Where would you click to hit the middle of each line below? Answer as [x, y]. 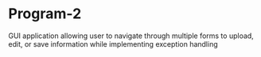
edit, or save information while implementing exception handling [113, 44]
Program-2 [45, 14]
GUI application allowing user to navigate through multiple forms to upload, [131, 36]
